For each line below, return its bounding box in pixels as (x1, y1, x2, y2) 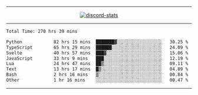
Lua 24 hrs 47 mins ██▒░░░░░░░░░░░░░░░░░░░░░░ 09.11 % (6, 61, 189, 67)
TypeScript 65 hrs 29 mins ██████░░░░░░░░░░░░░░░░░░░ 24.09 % (6, 45, 189, 50)
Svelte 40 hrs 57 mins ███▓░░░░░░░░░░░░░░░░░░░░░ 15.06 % (6, 50, 189, 56)
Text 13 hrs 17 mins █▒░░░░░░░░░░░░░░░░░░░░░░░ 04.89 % (6, 66, 189, 72)
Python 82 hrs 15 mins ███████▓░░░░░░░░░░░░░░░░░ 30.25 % (6, 39, 189, 45)
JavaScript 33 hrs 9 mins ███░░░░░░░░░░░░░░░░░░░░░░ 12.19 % (6, 55, 189, 62)
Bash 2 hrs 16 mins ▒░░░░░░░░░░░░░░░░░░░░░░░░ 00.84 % (6, 72, 189, 78)
